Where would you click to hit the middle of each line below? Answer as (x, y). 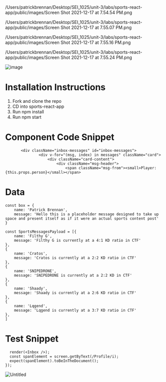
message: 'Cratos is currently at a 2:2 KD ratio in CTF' (75, 258)
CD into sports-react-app (38, 106)
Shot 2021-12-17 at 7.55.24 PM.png (96, 57)
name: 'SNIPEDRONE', (35, 271)
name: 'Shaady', (31, 288)
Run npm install (28, 111)
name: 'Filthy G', (33, 236)
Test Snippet (32, 339)
